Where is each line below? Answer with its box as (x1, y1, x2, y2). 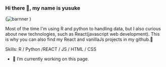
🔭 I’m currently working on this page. (12, 56, 89, 62)
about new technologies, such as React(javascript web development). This (5, 31, 160, 37)
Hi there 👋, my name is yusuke (5, 5, 80, 12)
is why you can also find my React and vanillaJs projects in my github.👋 (5, 36, 153, 42)
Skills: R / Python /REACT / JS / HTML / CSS (5, 46, 97, 52)
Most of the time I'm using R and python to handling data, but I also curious (5, 26, 161, 32)
